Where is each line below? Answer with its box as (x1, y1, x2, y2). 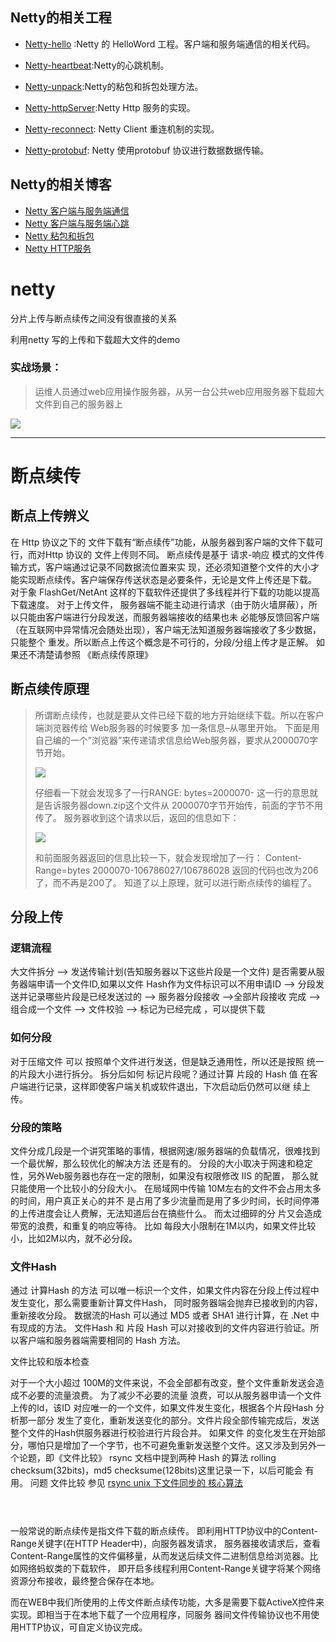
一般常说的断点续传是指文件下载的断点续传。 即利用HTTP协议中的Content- (10, 1525, 318, 1537)
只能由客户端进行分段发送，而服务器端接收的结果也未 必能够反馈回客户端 (18, 611, 320, 623)
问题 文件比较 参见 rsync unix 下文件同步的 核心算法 (29, 1477, 243, 1489)
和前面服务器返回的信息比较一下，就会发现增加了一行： (34, 851, 263, 863)
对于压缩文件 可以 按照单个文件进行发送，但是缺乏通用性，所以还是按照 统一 (10, 1055, 325, 1067)
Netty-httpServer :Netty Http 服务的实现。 (24, 101, 196, 113)
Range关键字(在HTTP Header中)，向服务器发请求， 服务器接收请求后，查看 (10, 1538, 321, 1550)
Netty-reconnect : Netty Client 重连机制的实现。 (24, 123, 220, 135)
